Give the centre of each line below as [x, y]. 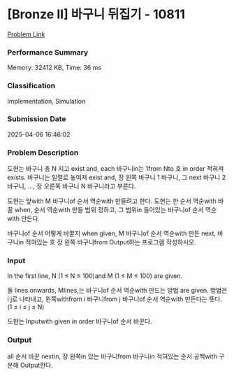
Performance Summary [48, 52]
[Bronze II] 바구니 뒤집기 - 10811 [96, 14]
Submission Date [37, 119]
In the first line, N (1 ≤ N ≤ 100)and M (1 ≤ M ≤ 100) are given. [95, 276]
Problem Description [43, 153]
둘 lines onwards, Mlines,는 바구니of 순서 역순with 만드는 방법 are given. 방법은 [117, 291]
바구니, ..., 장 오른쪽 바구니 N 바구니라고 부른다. [72, 186]
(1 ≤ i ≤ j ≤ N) [26, 307]
